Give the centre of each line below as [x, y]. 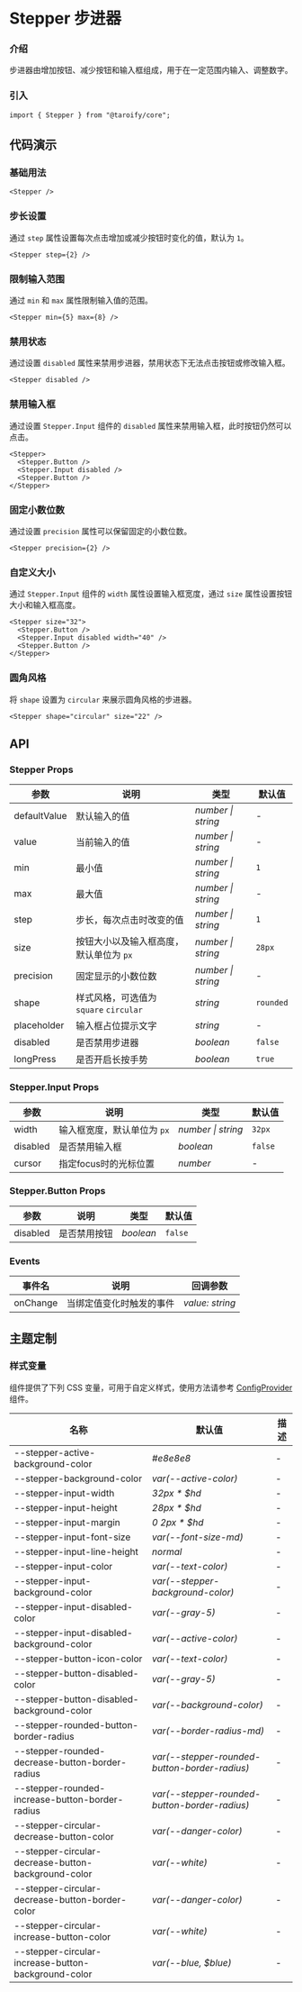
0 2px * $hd [178, 1522]
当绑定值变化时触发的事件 [120, 1304]
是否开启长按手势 [112, 1060]
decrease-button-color [64, 1836]
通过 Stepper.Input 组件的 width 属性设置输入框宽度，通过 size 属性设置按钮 [151, 594]
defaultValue [40, 816]
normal [167, 1551]
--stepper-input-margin [67, 1522]
